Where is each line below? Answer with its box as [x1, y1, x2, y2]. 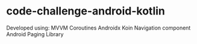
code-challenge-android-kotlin [6, 4, 166, 18]
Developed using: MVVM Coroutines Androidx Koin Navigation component [6, 24, 191, 31]
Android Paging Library [6, 30, 64, 37]
